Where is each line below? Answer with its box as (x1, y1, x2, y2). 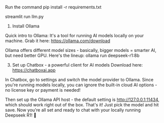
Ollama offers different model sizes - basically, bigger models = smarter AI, (5, 48, 157, 53)
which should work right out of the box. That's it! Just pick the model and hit (5, 102, 159, 107)
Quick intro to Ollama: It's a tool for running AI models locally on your (5, 33, 144, 38)
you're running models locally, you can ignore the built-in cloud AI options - (5, 82, 158, 88)
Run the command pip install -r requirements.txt (5, 4, 102, 10)
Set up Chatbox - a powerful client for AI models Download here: (12, 62, 143, 68)
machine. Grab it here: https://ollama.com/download (5, 38, 111, 44)
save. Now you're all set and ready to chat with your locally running (5, 107, 141, 113)
